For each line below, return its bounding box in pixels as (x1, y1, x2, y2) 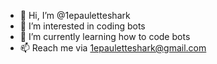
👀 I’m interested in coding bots (19, 20, 146, 32)
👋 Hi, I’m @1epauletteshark (19, 10, 131, 21)
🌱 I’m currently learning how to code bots (19, 31, 191, 42)
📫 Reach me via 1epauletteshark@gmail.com (19, 42, 207, 54)
